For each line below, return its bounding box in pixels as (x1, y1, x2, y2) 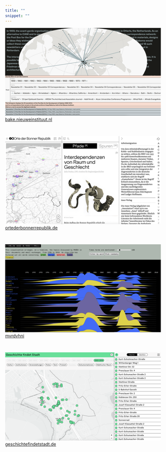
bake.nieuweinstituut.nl (5, 117, 53, 122)
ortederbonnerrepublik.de (5, 225, 58, 230)
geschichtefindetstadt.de (5, 441, 56, 447)
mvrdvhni (5, 333, 25, 339)
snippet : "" (5, 13, 30, 18)
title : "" (5, 8, 26, 13)
